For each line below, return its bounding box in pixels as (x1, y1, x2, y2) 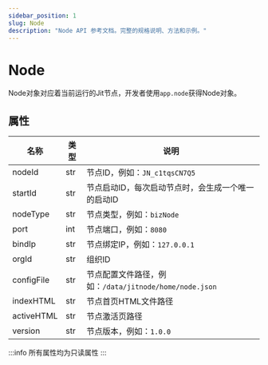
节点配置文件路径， (86, 269, 159, 280)
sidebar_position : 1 (8, 11, 77, 20)
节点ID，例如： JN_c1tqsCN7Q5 (86, 167, 195, 178)
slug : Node (8, 19, 45, 27)
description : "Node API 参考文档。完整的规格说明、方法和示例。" (8, 26, 207, 34)
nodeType (12, 208, 50, 220)
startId (12, 188, 37, 199)
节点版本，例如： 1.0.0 (86, 326, 171, 337)
